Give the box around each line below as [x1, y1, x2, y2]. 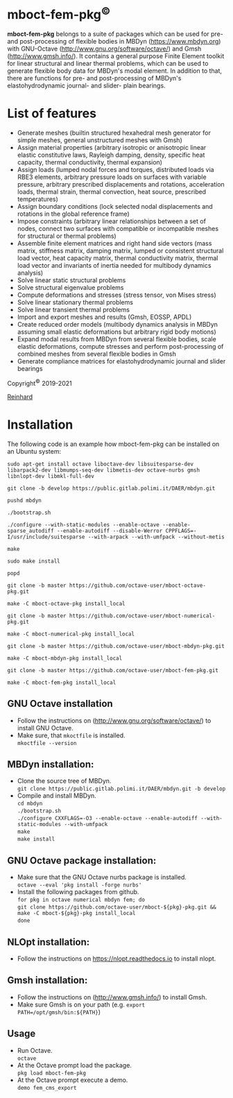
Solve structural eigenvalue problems [17, 284, 124, 292]
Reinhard [7, 393, 33, 401]
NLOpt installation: [7, 936, 90, 947]
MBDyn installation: [7, 759, 94, 770]
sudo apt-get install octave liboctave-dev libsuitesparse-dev [7, 461, 194, 467]
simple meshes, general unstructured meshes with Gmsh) [17, 136, 182, 144]
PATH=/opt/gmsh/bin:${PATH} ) [17, 1007, 101, 1016]
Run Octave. [17, 1046, 53, 1054]
